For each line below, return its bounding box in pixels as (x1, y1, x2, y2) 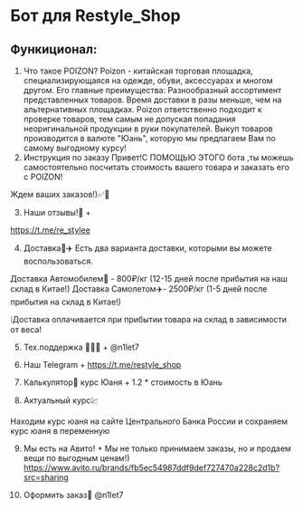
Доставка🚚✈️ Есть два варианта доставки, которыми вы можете (23, 243, 272, 254)
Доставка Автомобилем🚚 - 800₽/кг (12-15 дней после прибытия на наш (10, 274, 289, 283)
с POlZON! (23, 171, 63, 182)
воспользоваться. (23, 255, 94, 266)
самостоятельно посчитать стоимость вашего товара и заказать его (23, 162, 290, 172)
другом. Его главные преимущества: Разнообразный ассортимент (23, 85, 282, 95)
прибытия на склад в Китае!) (10, 296, 121, 307)
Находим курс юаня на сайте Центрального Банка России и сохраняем (10, 416, 289, 427)
